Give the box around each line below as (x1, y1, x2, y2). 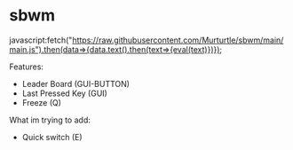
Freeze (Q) (21, 97, 62, 107)
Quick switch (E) (21, 131, 83, 142)
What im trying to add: (9, 114, 91, 125)
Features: (9, 61, 44, 72)
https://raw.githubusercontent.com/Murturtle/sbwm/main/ (72, 35, 284, 45)
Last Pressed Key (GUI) (21, 88, 108, 99)
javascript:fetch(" (9, 35, 73, 45)
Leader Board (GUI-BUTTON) (21, 78, 131, 89)
